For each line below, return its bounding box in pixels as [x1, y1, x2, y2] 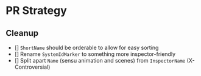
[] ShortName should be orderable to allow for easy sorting [14, 44, 159, 51]
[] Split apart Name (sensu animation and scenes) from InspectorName [14, 57, 186, 64]
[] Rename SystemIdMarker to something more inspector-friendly [14, 50, 176, 58]
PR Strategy [5, 4, 68, 18]
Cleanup [5, 28, 39, 38]
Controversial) [14, 63, 51, 71]
